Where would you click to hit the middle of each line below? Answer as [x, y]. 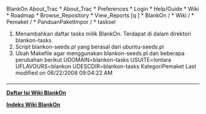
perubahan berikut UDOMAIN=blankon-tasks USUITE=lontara [93, 60]
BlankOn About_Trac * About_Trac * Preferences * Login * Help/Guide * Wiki [103, 9]
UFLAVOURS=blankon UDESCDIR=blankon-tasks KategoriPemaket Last [106, 66]
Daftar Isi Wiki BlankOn [36, 93]
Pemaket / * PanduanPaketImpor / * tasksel [61, 22]
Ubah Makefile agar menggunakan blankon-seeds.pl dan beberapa [100, 53]
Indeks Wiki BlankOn [33, 104]
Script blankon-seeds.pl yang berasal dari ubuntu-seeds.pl [90, 47]
